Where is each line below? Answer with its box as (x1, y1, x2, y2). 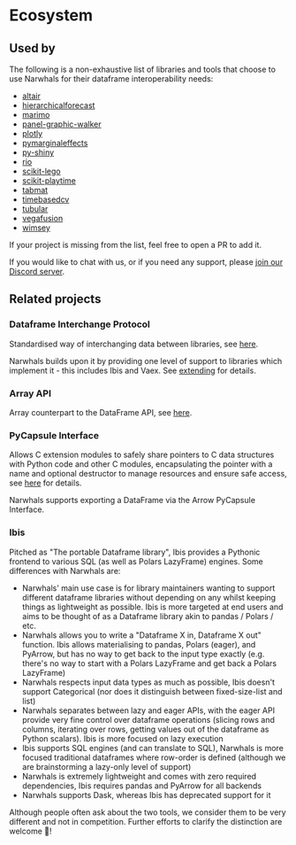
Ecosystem (9, 5, 94, 26)
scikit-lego (21, 166, 61, 176)
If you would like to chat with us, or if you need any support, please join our (9, 257, 284, 267)
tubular (21, 204, 49, 213)
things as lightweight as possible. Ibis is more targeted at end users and (21, 601, 284, 612)
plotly (21, 128, 43, 138)
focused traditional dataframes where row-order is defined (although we (21, 752, 286, 763)
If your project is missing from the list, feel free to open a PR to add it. (9, 240, 262, 250)
